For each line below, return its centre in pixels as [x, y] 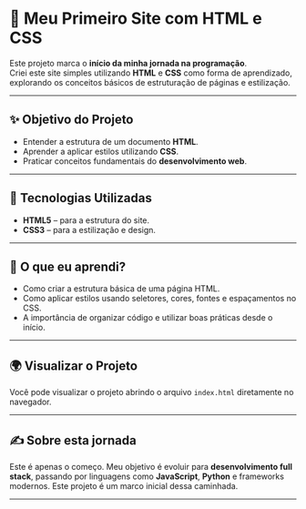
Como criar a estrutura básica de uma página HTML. [121, 289]
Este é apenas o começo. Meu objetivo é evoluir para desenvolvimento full [151, 467]
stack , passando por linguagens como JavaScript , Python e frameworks [147, 476]
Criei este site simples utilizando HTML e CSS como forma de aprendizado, [151, 73]
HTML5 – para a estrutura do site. [86, 220]
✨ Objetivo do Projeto [71, 120]
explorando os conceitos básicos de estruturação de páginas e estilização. [150, 82]
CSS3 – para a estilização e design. [89, 229]
